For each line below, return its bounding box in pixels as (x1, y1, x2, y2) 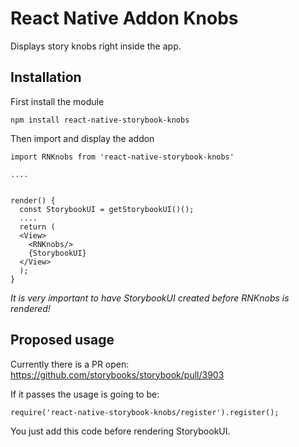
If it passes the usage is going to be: (10, 388, 160, 400)
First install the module (10, 95, 105, 107)
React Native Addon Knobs (10, 7, 239, 30)
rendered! (10, 302, 51, 314)
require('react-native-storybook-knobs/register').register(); (10, 407, 280, 417)
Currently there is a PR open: (10, 358, 130, 370)
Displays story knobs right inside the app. (10, 40, 182, 52)
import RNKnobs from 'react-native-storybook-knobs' (10, 152, 235, 162)
